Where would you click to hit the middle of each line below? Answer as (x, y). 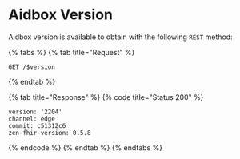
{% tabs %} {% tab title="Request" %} (72, 52)
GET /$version (32, 67)
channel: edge (32, 119)
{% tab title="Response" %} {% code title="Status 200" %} (106, 97)
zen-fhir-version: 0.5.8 (50, 133)
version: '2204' (35, 112)
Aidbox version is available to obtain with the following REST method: (121, 37)
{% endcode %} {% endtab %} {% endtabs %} (85, 147)
